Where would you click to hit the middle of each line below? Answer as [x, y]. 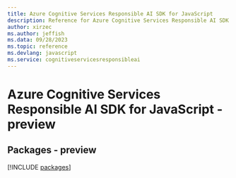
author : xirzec [30, 27]
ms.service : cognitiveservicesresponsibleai [74, 60]
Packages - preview [52, 150]
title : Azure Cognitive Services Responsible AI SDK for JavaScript [110, 14]
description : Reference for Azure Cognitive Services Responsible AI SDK [118, 20]
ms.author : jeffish [36, 33]
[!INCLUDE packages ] [39, 167]
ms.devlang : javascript [42, 53]
